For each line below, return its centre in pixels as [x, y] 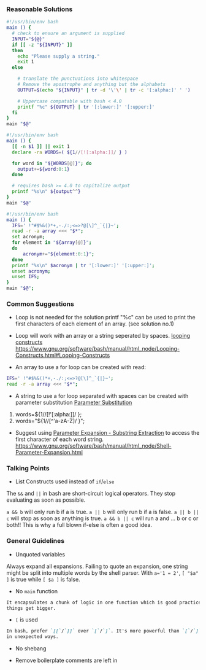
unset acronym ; [31, 271]
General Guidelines [36, 541]
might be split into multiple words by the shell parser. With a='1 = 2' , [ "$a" [102, 572]
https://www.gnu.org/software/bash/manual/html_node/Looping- [97, 349]
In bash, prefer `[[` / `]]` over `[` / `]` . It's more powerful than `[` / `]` [104, 631]
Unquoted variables [40, 554]
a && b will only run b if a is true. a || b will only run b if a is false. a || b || [103, 512]
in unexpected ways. [33, 637]
